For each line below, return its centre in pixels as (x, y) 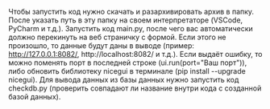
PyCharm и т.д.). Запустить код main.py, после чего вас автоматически (131, 28)
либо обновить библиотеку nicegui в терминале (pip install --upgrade (127, 71)
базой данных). (35, 97)
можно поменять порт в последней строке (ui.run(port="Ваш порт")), (128, 63)
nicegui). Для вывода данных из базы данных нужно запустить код (124, 80)
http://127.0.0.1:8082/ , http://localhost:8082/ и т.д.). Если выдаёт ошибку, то (135, 54)
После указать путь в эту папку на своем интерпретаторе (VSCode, (126, 20)
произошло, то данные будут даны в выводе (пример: (102, 46)
